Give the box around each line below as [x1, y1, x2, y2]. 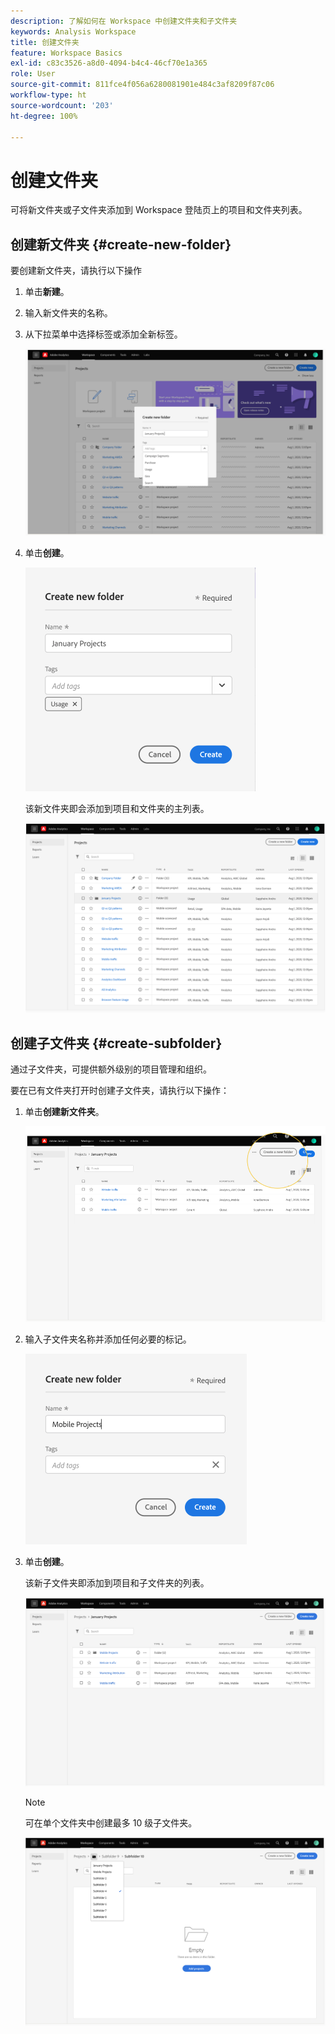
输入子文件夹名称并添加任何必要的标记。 [24, 1333, 192, 1345]
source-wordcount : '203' [10, 100, 114, 110]
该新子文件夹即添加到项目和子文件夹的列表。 [24, 1577, 210, 1589]
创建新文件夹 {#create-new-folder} [10, 236, 232, 253]
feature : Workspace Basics [10, 48, 123, 58]
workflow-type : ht [10, 90, 87, 100]
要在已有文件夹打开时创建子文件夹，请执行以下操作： [10, 1085, 230, 1097]
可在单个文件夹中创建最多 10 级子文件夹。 [24, 1816, 198, 1829]
